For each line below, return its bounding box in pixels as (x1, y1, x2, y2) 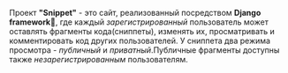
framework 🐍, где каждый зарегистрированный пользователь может (9, 17, 269, 27)
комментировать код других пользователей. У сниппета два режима (9, 35, 271, 46)
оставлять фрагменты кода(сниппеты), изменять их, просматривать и (9, 26, 276, 36)
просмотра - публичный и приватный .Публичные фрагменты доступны (9, 45, 280, 55)
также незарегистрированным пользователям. (9, 55, 188, 64)
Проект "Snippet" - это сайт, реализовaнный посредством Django (9, 8, 261, 18)
